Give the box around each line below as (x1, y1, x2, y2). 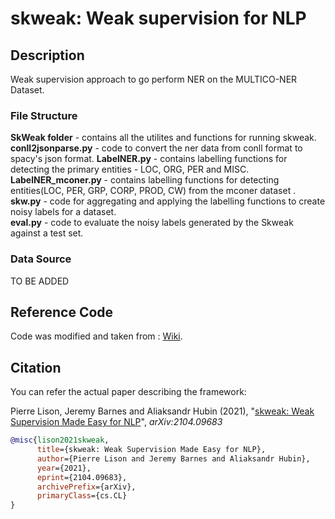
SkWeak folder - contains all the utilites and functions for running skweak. (10, 132, 317, 144)
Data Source (10, 252, 72, 266)
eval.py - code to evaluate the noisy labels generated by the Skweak (10, 217, 294, 229)
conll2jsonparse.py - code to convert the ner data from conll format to (10, 142, 303, 154)
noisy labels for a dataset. (10, 206, 117, 218)
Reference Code (10, 303, 114, 321)
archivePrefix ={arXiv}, (36, 482, 137, 492)
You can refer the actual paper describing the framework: (10, 386, 247, 398)
